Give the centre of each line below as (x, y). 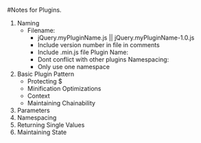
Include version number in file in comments (98, 45)
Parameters (33, 110)
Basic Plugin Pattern (46, 74)
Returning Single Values (51, 125)
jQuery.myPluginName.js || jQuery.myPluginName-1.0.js (116, 38)
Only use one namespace (73, 67)
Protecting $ (45, 81)
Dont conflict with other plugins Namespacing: (103, 60)
